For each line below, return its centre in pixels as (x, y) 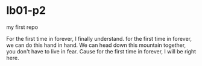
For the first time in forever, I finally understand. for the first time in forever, (99, 38)
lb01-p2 (26, 10)
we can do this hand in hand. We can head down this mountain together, (96, 45)
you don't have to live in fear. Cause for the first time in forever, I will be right (101, 51)
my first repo (22, 27)
